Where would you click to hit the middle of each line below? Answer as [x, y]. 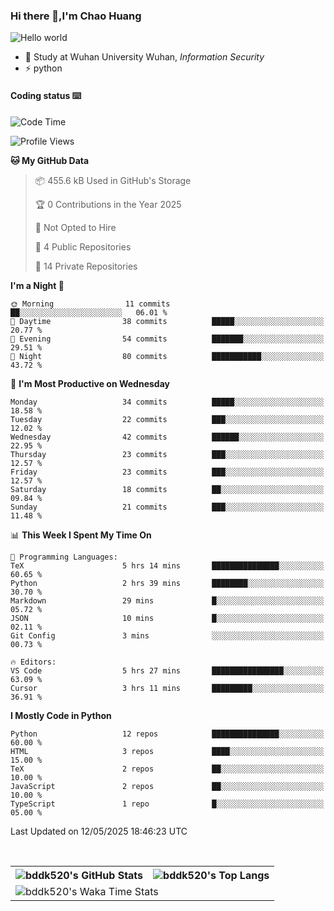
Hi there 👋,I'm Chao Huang [76, 16]
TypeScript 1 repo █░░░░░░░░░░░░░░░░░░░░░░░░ [167, 804]
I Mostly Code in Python [61, 715]
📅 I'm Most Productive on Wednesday [90, 383]
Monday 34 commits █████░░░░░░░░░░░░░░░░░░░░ [167, 402]
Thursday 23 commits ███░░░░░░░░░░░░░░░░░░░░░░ [167, 454]
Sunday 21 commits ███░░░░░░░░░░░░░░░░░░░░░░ [167, 507]
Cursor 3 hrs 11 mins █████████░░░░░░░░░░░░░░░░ [167, 688]
